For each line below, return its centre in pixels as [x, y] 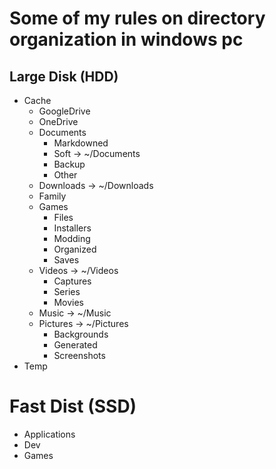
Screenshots [79, 355]
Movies [68, 302]
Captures [72, 281]
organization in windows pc [126, 39]
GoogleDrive [64, 111]
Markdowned [81, 143]
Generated [75, 345]
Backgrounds [81, 334]
